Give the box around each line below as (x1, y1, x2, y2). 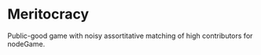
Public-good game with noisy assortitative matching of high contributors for (7, 31, 253, 40)
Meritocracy (7, 5, 90, 23)
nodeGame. (7, 39, 46, 48)
